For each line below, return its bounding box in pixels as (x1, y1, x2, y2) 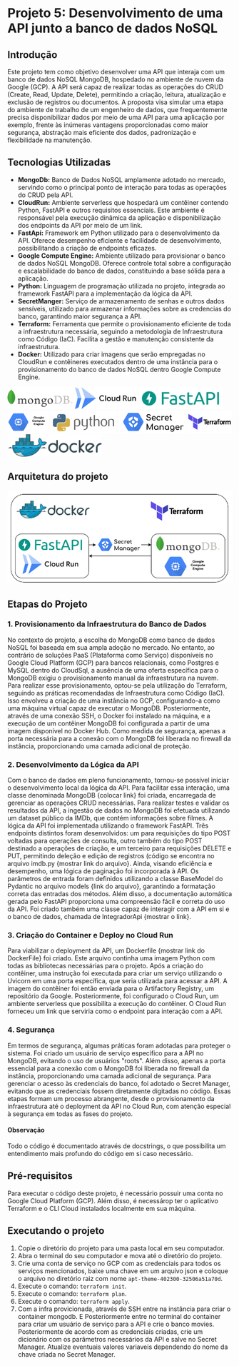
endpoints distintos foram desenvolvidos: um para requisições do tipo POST (7, 829, 231, 838)
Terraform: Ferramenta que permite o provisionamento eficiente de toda (17, 319, 232, 328)
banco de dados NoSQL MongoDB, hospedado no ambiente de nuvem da (7, 75, 223, 84)
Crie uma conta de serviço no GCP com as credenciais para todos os (17, 1259, 221, 1267)
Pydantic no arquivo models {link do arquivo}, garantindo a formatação (7, 882, 215, 890)
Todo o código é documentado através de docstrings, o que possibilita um (7, 1141, 226, 1150)
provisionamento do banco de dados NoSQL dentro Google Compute (17, 365, 221, 373)
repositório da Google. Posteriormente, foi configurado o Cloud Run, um (7, 992, 219, 1000)
